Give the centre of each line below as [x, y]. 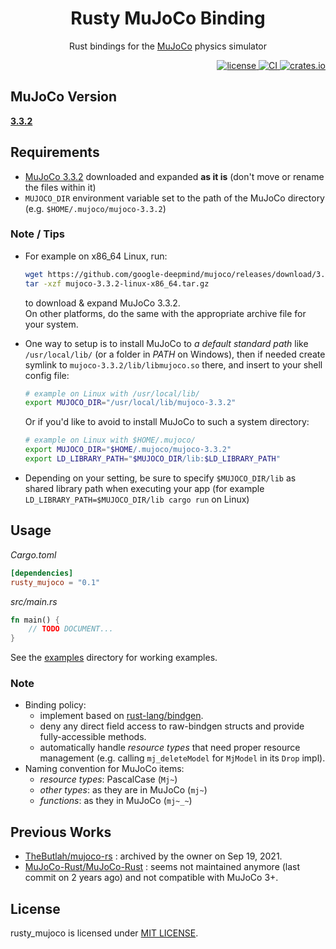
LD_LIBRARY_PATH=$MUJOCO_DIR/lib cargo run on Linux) [137, 499]
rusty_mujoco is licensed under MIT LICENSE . [104, 933]
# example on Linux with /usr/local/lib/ [112, 393]
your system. [51, 324]
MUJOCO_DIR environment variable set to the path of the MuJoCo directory [174, 198]
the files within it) [60, 187]
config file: [47, 375]
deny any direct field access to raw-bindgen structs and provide [172, 726]
